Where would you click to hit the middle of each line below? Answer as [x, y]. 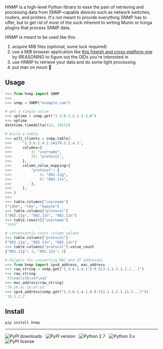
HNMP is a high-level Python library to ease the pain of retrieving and [74, 7]
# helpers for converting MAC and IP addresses [54, 260]
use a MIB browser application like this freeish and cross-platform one [82, 52]
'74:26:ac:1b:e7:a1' [26, 287]
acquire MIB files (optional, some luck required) [59, 46]
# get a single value [27, 111]
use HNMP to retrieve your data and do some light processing [74, 62]
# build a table [21, 134]
